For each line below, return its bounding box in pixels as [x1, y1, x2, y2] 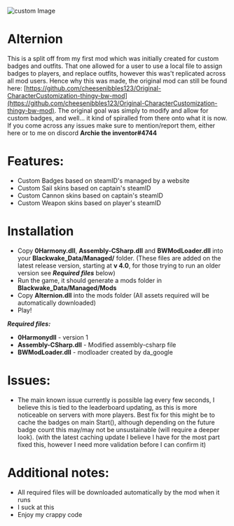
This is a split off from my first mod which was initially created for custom [7, 54, 219, 62]
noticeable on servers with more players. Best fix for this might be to [17, 410, 215, 419]
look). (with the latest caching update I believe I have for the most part [17, 433, 221, 441]
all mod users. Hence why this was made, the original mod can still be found [7, 76, 228, 85]
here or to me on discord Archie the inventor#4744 [7, 128, 158, 137]
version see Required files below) [17, 268, 116, 277]
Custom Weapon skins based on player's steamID [17, 198, 161, 207]
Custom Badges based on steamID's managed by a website [17, 176, 191, 185]
